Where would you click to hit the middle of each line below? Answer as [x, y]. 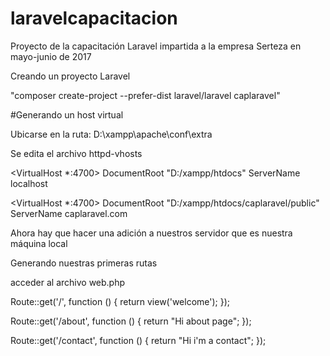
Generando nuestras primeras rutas [84, 263]
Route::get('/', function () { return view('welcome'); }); [120, 301]
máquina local [39, 243]
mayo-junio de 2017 [51, 56]
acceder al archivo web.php [68, 282]
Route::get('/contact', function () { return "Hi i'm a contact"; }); [138, 340]
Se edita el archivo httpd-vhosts [76, 153]
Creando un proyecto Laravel [70, 76]
